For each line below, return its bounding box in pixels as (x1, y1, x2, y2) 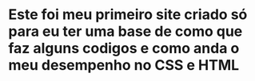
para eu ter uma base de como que (8, 22, 243, 40)
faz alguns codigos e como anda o (8, 40, 240, 57)
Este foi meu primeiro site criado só (8, 6, 248, 24)
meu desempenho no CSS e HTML (8, 56, 240, 75)
